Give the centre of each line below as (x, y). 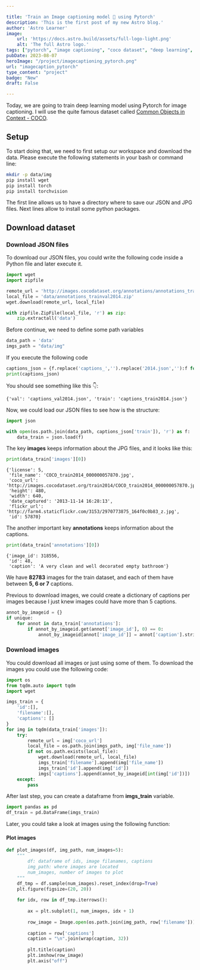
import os (18, 680)
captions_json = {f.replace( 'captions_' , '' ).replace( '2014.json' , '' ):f (97, 368)
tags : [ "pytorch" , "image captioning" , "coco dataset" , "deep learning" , (100, 50)
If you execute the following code (47, 357)
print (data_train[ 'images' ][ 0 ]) (46, 459)
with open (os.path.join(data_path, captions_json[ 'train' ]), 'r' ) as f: (98, 431)
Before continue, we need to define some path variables (75, 330)
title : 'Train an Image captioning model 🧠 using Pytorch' (81, 17)
